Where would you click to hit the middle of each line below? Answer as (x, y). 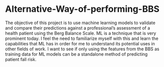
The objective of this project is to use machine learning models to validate (80, 23)
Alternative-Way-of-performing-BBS (82, 9)
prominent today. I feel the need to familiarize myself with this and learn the (82, 38)
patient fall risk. (21, 59)
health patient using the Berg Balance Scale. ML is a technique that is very (81, 33)
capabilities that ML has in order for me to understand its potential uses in (80, 43)
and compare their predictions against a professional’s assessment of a (78, 28)
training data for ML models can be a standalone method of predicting (77, 54)
